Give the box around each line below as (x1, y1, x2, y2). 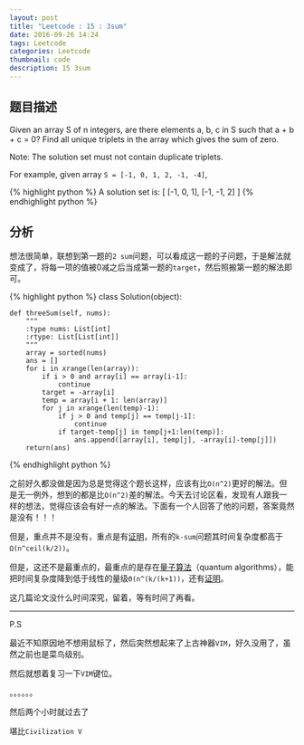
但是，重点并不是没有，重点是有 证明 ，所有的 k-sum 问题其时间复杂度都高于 (9, 530, 283, 541)
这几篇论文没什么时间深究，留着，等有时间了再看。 (9, 592, 200, 603)
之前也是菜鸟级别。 (16, 648, 89, 659)
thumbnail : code (9, 55, 71, 64)
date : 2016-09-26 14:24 (9, 30, 100, 39)
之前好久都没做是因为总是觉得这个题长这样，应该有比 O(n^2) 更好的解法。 (9, 477, 280, 489)
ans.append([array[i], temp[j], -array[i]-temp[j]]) (73, 435, 278, 444)
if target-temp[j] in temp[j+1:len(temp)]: (57, 427, 224, 436)
